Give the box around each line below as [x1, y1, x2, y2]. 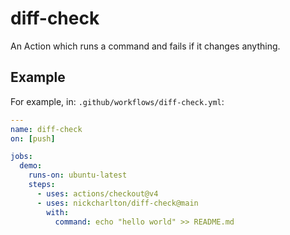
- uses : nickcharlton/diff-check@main [36, 198, 199, 208]
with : [46, 207, 70, 217]
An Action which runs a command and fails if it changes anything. [10, 40, 281, 52]
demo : [19, 161, 43, 171]
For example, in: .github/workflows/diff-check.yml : [10, 95, 225, 107]
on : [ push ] [10, 133, 56, 144]
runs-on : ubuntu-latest [28, 170, 128, 181]
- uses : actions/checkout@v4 [36, 188, 159, 199]
